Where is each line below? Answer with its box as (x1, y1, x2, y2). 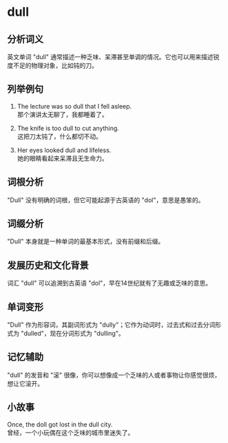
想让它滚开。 (7, 379, 43, 387)
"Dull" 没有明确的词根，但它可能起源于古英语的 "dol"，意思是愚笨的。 (7, 195, 205, 204)
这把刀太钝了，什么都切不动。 (17, 132, 102, 140)
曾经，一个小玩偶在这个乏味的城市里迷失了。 (7, 428, 134, 437)
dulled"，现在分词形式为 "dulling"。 (23, 329, 125, 338)
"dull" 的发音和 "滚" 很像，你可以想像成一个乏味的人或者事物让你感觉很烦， (7, 371, 221, 379)
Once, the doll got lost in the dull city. (7, 420, 113, 429)
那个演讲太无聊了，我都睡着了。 (17, 110, 108, 118)
